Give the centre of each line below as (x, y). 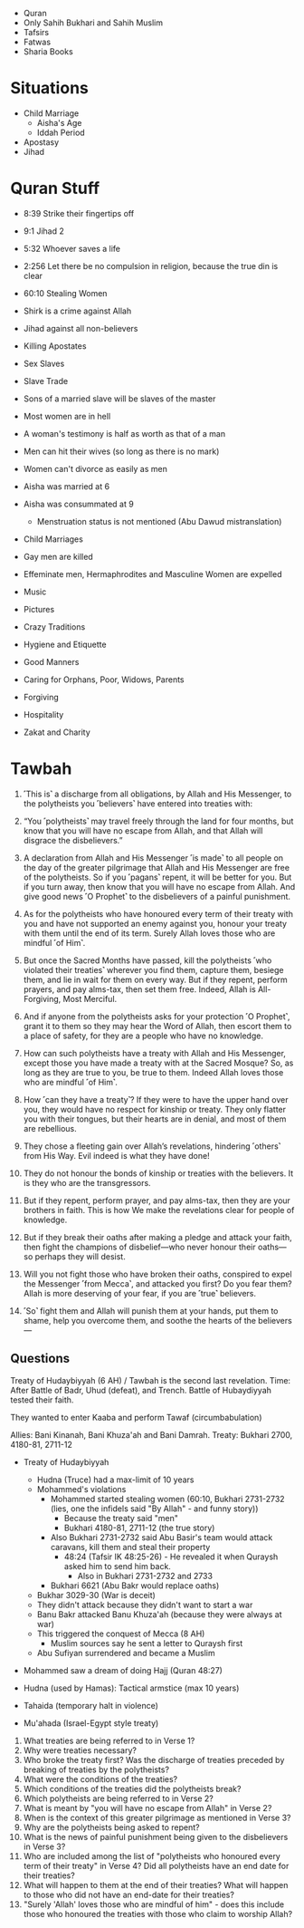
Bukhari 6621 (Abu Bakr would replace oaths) (135, 1586)
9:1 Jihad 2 (43, 231)
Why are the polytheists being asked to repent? (111, 1827)
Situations (49, 88)
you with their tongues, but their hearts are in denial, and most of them (155, 1119)
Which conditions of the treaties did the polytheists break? (132, 1788)
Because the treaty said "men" (121, 1518)
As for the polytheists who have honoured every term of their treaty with (158, 913)
